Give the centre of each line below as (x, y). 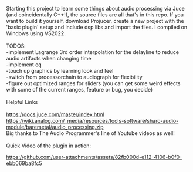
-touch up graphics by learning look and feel (60, 71)
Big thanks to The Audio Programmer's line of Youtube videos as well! (90, 133)
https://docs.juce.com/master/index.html (55, 114)
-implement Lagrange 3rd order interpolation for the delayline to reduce (93, 52)
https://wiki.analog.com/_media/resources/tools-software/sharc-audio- (92, 121)
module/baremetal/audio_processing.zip (55, 127)
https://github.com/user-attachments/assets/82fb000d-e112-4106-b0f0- (94, 157)
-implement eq (24, 65)
